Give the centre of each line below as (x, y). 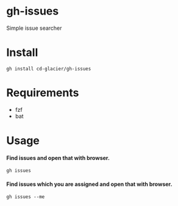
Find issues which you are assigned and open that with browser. (89, 184)
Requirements (43, 93)
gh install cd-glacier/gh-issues (49, 69)
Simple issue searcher (34, 28)
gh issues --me (26, 197)
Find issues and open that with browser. (58, 158)
